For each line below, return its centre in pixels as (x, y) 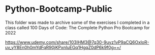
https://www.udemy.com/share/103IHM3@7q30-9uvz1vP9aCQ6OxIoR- (77, 42)
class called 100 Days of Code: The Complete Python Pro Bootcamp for (77, 27)
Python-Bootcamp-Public (59, 9)
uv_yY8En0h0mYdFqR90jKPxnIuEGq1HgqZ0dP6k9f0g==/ (63, 47)
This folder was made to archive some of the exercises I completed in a (77, 22)
